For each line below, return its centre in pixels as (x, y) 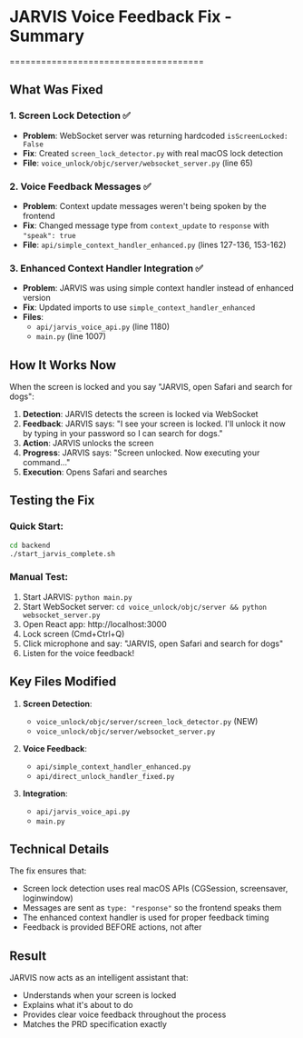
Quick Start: (37, 526)
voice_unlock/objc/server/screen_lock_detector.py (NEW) (147, 721)
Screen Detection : (57, 704)
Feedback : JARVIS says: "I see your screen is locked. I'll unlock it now (154, 424)
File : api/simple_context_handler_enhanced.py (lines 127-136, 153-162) (154, 245)
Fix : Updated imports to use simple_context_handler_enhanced (139, 307)
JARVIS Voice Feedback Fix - (121, 17)
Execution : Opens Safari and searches (95, 472)
